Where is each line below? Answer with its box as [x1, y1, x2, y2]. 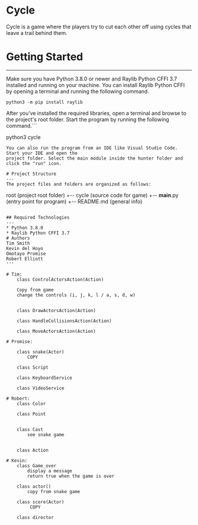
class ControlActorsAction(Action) [16, 276, 104, 283]
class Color [16, 400, 46, 407]
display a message [27, 468, 72, 474]
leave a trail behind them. [6, 29, 68, 36]
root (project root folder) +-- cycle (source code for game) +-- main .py [6, 192, 179, 199]
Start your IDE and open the [6, 150, 78, 156]
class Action [16, 447, 49, 453]
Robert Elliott [6, 255, 44, 262]
